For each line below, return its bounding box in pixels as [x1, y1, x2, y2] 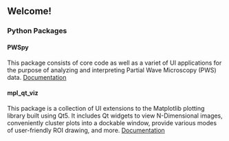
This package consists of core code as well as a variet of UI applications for [7, 58, 222, 67]
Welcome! [7, 6, 52, 17]
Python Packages [7, 26, 67, 36]
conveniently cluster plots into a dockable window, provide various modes [7, 118, 217, 127]
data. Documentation [7, 73, 67, 81]
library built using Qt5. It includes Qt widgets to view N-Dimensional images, [7, 111, 223, 120]
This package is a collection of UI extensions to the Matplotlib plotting [7, 104, 205, 112]
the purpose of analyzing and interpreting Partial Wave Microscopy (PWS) [7, 65, 217, 74]
